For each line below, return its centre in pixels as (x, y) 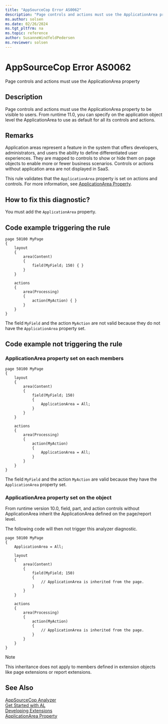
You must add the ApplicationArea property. (51, 212)
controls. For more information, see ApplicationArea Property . (69, 184)
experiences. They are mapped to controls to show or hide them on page (80, 158)
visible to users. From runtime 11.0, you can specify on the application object (84, 114)
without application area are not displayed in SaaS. (57, 169)
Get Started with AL (25, 705)
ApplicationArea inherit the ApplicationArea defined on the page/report (78, 514)
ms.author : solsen (24, 19)
